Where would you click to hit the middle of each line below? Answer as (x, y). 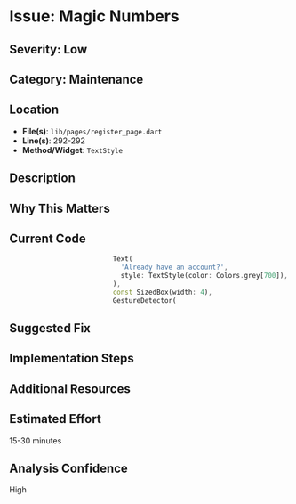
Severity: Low (48, 49)
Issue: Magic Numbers (94, 16)
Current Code (48, 238)
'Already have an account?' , (174, 268)
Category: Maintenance (76, 79)
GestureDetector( (144, 300)
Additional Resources (70, 389)
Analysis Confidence (69, 468)
